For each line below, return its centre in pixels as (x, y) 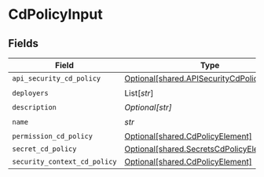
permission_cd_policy (52, 136)
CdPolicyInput (56, 14)
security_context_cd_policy (64, 162)
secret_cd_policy (44, 149)
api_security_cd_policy (57, 79)
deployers (30, 93)
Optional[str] (148, 107)
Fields (24, 43)
